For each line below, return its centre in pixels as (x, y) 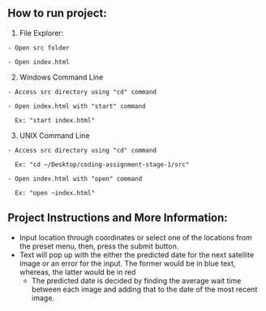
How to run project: (57, 13)
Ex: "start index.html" (55, 120)
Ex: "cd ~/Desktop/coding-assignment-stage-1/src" (102, 164)
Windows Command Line (61, 77)
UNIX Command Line (54, 135)
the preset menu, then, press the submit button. (99, 246)
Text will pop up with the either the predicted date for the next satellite (137, 254)
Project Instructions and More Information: (118, 218)
